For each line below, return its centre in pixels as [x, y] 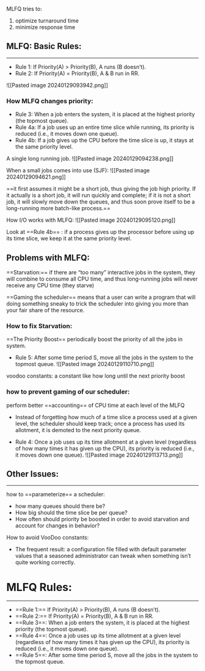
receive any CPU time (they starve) [50, 285]
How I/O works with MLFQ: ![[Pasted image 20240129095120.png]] [91, 220]
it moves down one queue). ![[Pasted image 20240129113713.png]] [99, 455]
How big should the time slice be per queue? [71, 513]
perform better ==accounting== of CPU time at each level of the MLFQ [95, 405]
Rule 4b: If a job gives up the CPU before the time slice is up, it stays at [104, 141]
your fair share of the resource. [45, 310]
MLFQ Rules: [39, 587]
